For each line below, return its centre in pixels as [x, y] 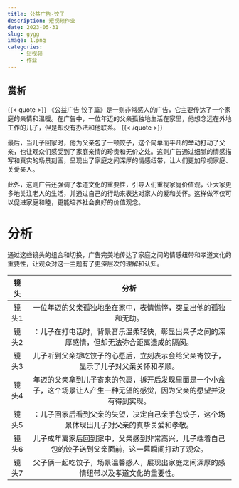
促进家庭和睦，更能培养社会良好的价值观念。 [79, 202]
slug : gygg [23, 34]
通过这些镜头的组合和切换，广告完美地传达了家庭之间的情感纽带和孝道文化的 [119, 254]
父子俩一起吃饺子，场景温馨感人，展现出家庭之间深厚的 [126, 462]
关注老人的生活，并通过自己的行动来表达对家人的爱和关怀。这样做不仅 [122, 193]
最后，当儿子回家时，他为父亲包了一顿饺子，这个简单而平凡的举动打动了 [113, 142]
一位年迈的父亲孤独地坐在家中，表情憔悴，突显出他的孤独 [129, 307]
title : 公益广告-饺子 [36, 14]
